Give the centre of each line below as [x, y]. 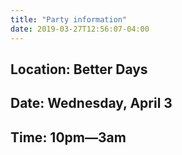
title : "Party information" [69, 19]
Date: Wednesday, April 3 [91, 103]
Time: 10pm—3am [68, 137]
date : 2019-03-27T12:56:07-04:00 [80, 29]
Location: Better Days [79, 69]
